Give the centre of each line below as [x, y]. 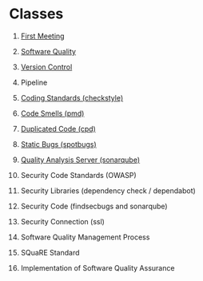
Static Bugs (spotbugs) [58, 144]
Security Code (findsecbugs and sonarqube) [94, 206]
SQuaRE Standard [50, 252]
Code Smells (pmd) [52, 113]
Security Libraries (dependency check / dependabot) [108, 190]
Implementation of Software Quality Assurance [98, 267]
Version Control [46, 67]
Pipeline [34, 82]
